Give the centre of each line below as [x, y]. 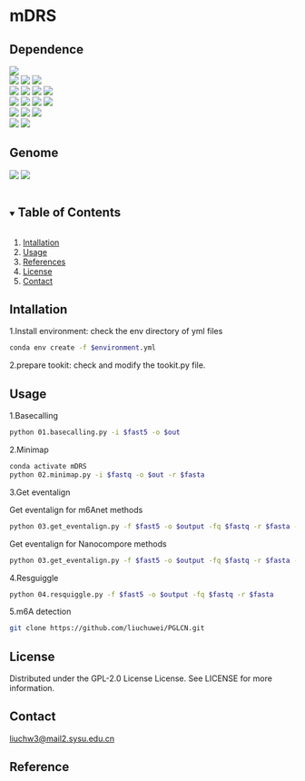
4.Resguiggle [34, 578]
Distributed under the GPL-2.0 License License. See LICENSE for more [141, 678]
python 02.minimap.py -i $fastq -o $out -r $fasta [107, 475]
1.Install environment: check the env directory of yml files [116, 331]
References [44, 262]
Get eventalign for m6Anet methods [76, 509]
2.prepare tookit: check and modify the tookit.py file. [108, 365]
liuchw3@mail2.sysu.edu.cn [62, 738]
